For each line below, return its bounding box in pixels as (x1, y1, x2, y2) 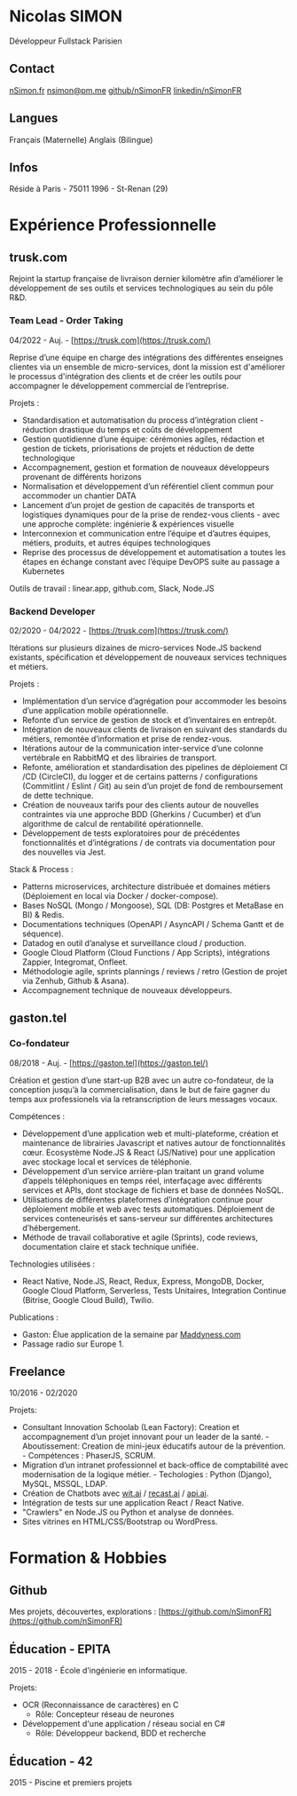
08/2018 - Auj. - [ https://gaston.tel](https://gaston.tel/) (9, 1057, 208, 1068)
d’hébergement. (21, 1222, 82, 1233)
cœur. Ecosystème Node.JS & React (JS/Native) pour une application (21, 1147, 276, 1157)
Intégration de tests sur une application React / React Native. (21, 1498, 245, 1508)
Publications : (9, 1312, 59, 1323)
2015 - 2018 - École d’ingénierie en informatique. (9, 1665, 188, 1676)
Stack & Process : (9, 863, 74, 874)
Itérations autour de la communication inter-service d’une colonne (21, 743, 264, 753)
